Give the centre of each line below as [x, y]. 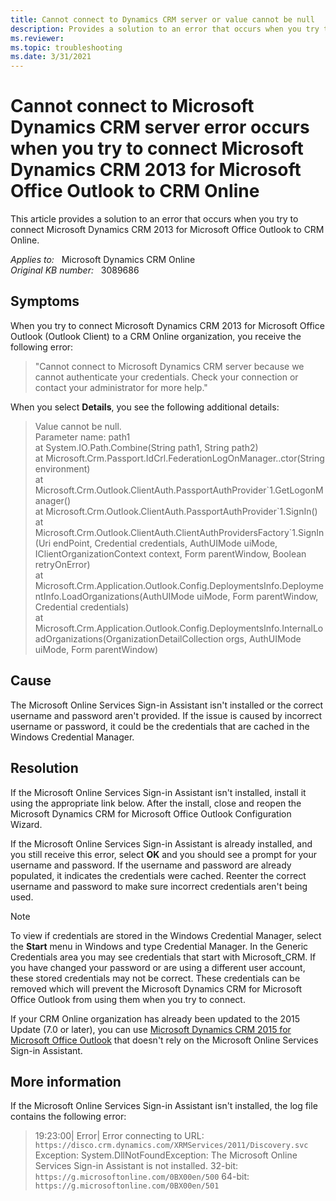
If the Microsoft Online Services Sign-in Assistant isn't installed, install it [158, 792]
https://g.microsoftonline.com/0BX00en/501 [127, 1186]
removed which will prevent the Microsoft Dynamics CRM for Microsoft [156, 988]
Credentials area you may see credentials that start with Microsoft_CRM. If [163, 957]
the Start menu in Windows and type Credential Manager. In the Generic [159, 946]
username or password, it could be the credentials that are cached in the [160, 726]
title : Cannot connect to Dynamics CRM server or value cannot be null [162, 19]
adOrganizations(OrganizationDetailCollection [129, 638]
